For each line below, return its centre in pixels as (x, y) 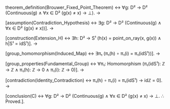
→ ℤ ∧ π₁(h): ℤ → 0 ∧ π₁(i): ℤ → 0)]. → (45, 70)
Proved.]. (15, 101)
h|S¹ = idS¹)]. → (22, 43)
